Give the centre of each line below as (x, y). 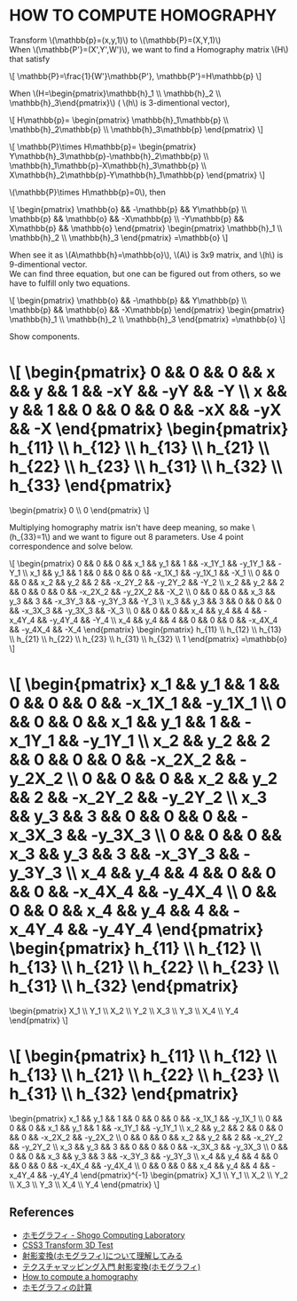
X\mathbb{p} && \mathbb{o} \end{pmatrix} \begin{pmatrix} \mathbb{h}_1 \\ (146, 228)
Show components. (44, 336)
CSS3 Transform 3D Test (67, 1245)
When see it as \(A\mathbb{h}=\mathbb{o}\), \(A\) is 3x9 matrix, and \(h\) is (146, 255)
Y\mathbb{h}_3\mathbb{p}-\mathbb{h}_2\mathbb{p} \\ (109, 155)
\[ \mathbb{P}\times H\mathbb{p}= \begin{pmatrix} (103, 147)
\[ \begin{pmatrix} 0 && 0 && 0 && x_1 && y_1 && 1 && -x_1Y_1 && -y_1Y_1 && (143, 563)
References (42, 1213)
